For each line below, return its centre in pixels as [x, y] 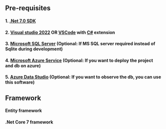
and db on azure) [23, 65]
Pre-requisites [28, 8]
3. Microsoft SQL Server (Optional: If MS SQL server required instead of [80, 44]
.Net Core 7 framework [29, 122]
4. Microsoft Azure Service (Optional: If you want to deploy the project [79, 60]
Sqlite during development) [34, 49]
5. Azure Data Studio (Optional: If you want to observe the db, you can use [83, 77]
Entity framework [24, 111]
